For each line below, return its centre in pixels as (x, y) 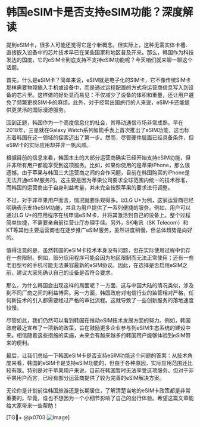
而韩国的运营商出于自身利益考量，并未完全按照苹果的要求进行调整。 (90, 187)
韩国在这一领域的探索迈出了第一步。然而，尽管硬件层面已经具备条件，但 (105, 137)
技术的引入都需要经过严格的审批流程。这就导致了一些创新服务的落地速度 (105, 300)
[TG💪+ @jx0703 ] (38, 417)
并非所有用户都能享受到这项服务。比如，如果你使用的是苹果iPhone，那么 (96, 165)
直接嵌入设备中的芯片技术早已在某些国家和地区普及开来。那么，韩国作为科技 (100, 52)
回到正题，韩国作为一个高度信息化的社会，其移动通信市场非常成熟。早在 (95, 122)
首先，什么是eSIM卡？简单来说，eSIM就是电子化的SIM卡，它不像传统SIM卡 (99, 80)
